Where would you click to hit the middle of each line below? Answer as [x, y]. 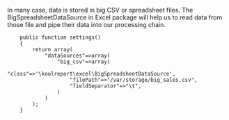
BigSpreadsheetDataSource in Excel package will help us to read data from [115, 17]
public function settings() [60, 37]
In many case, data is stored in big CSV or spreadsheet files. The [100, 10]
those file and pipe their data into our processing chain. [86, 25]
